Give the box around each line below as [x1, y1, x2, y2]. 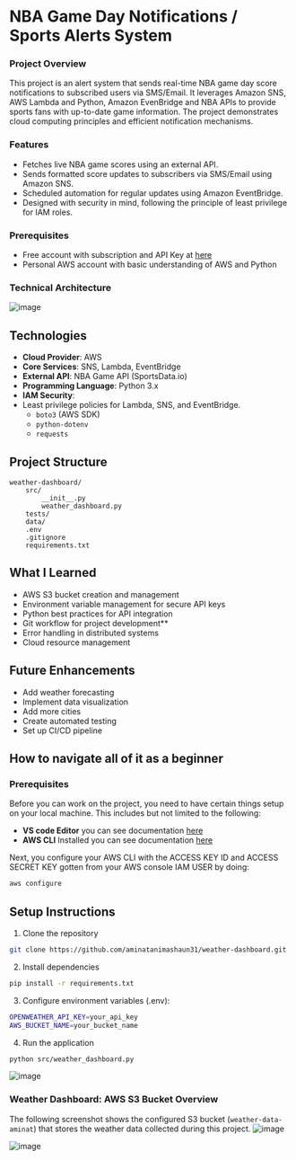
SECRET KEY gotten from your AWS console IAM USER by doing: [9, 862, 249, 872]
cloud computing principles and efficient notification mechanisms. [9, 116, 254, 127]
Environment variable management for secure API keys [22, 598, 226, 609]
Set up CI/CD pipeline [22, 725, 103, 736]
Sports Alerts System [9, 25, 173, 46]
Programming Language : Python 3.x [22, 380, 159, 392]
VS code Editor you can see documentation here [22, 825, 204, 837]
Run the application [22, 1037, 94, 1048]
